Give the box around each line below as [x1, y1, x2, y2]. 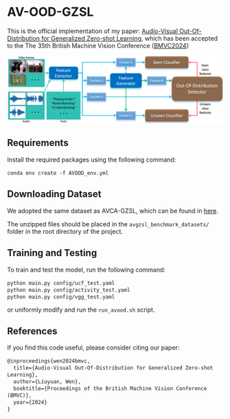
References [7, 325, 58, 337]
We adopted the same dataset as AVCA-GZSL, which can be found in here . [7, 206, 218, 215]
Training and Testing [7, 247, 97, 259]
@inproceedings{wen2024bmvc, [7, 358, 91, 365]
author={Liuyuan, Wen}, [13, 378, 81, 385]
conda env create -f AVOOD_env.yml [7, 169, 109, 176]
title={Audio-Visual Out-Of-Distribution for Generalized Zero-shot [13, 365, 214, 372]
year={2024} [13, 399, 48, 406]
